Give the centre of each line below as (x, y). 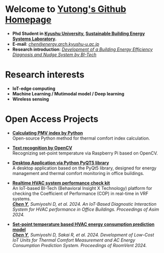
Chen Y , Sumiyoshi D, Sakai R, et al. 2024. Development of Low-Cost (83, 235)
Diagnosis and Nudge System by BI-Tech (54, 54)
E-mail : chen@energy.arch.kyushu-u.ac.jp (56, 44)
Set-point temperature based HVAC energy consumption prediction (83, 224)
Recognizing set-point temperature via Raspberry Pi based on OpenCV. (85, 153)
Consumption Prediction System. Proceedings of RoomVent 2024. (80, 245)
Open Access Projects (52, 119)
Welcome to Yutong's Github (66, 9)
